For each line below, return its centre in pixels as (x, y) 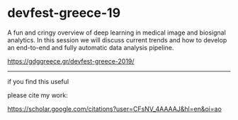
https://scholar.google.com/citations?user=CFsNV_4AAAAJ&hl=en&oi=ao (114, 109)
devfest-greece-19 (64, 13)
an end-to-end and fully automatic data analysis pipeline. (91, 47)
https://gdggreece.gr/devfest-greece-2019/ (71, 61)
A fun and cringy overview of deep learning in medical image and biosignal (117, 32)
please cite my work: (38, 95)
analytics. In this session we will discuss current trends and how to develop (117, 40)
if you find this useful (38, 81)
